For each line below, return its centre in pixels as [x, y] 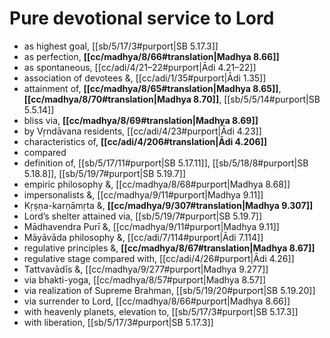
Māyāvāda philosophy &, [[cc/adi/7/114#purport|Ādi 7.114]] [143, 237]
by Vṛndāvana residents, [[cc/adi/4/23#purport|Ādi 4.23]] [142, 131]
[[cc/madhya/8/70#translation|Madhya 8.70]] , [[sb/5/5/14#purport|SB [172, 99]
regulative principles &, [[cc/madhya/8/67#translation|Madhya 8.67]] [169, 248]
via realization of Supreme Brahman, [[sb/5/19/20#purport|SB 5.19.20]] [169, 290]
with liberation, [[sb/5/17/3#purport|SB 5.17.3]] [118, 322]
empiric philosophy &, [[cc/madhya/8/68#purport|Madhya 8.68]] [157, 184]
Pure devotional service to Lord [142, 18]
